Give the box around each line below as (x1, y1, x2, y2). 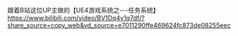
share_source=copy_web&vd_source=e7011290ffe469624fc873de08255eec (7, 21, 231, 29)
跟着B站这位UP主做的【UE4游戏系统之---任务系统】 (7, 6, 160, 14)
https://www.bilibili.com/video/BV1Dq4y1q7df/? (7, 14, 145, 22)
